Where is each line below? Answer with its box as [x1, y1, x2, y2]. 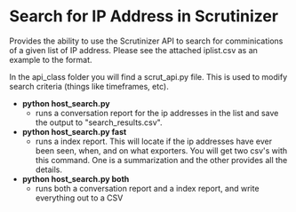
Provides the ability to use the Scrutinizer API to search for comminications [9, 35, 284, 46]
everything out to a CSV [35, 192, 124, 203]
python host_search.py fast [21, 126, 127, 137]
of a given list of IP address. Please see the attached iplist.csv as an [9, 44, 258, 55]
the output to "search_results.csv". [35, 117, 163, 128]
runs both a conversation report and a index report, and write [35, 183, 260, 193]
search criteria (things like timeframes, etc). [9, 81, 169, 91]
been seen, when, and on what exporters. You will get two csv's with [35, 145, 288, 156]
